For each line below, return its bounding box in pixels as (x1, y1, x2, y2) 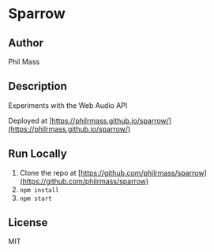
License (8, 216, 48, 229)
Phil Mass (8, 57, 40, 66)
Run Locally (8, 147, 67, 161)
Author (8, 36, 43, 50)
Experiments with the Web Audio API (8, 100, 128, 110)
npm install (19, 186, 59, 194)
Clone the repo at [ (19, 168, 81, 177)
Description (8, 80, 67, 93)
